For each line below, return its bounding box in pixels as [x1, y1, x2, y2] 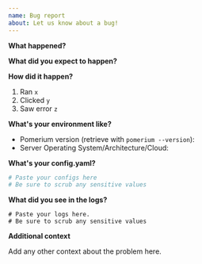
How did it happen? [8, 71, 74, 81]
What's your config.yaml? [8, 158, 97, 167]
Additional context [8, 231, 71, 241]
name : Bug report [8, 11, 66, 20]
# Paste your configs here [8, 174, 97, 182]
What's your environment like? [8, 119, 112, 128]
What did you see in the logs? [8, 195, 108, 205]
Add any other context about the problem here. [8, 247, 162, 256]
